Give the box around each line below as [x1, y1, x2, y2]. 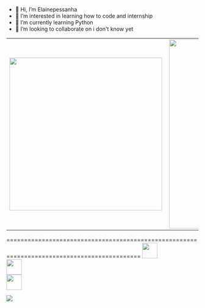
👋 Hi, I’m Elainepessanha [15, 6, 77, 13]
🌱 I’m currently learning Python [15, 19, 93, 26]
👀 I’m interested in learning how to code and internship [15, 12, 153, 20]
